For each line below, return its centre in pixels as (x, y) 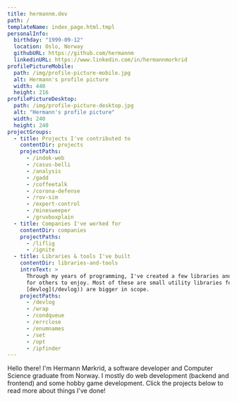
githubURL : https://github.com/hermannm (74, 54)
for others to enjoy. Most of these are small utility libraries (124, 283)
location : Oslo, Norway (48, 47)
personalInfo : (28, 33)
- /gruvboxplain (50, 217)
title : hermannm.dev (38, 14)
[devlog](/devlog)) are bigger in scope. (88, 289)
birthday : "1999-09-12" (48, 40)
